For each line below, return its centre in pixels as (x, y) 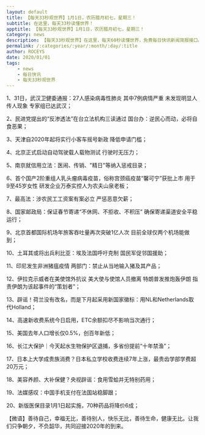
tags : (13, 63)
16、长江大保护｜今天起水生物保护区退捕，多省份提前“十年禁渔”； (89, 346)
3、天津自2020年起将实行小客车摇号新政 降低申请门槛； (77, 139)
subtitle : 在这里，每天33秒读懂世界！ (50, 23)
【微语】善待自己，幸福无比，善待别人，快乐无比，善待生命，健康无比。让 (100, 419)
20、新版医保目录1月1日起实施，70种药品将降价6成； (73, 406)
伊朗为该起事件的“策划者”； (46, 287)
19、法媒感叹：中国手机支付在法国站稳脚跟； (63, 393)
